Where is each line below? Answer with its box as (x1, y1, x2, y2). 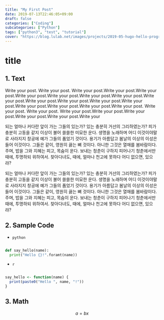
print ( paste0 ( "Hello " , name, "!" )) (9, 280, 84, 284)
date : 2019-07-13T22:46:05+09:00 (5, 12, 73, 17)
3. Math (5, 298, 29, 306)
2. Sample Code (5, 221, 55, 229)
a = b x (75, 310, 89, 316)
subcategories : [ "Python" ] (5, 25, 60, 30)
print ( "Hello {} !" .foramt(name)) (9, 252, 78, 257)
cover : (5, 35, 19, 39)
